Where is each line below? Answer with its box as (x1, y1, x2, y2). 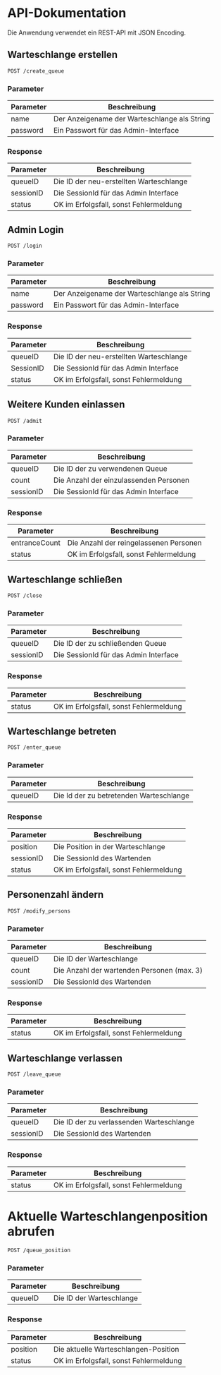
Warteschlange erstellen (7, 49, 118, 61)
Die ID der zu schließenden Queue (53, 639, 167, 649)
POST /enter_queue (7, 744, 61, 751)
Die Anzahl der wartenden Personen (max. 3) (53, 966, 203, 975)
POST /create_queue (7, 67, 65, 75)
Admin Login (7, 224, 65, 236)
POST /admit (7, 417, 42, 424)
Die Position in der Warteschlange (53, 841, 165, 851)
